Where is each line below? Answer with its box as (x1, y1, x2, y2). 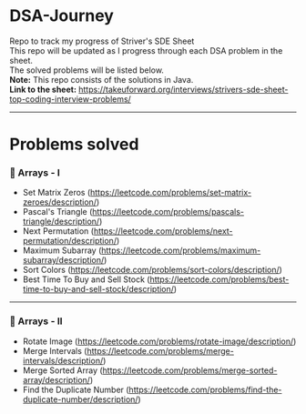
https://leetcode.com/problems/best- (149, 274, 290, 285)
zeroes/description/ (22, 197, 97, 207)
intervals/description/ (22, 355, 104, 366)
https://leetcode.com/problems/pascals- (92, 207, 244, 217)
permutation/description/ (22, 236, 117, 247)
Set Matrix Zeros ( (22, 187, 91, 198)
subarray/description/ (22, 255, 105, 266)
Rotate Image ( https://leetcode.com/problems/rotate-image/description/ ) (22, 336, 297, 347)
